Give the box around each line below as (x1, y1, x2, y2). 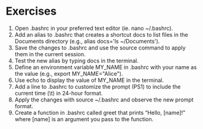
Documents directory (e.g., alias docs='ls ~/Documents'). (14, 37, 160, 45)
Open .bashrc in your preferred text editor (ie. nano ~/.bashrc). (14, 24, 173, 32)
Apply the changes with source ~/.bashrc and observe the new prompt (14, 96, 194, 103)
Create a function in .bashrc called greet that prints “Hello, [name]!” (14, 109, 185, 116)
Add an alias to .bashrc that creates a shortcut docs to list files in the (14, 31, 188, 38)
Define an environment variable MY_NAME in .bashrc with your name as (14, 63, 197, 71)
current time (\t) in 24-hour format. (14, 89, 103, 97)
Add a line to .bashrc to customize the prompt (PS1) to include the (14, 83, 181, 90)
